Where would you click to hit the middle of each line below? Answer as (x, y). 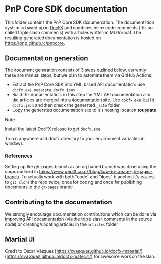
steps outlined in (22, 172)
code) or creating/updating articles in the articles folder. (62, 224)
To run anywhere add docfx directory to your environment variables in (75, 138)
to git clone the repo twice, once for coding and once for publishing (73, 182)
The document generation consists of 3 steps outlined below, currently (76, 70)
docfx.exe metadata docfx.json (44, 90)
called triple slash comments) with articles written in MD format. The (73, 32)
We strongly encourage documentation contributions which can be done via (81, 214)
